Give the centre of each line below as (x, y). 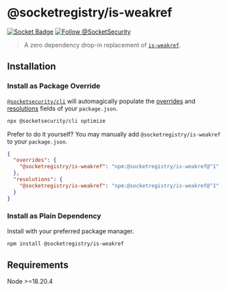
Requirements (38, 265)
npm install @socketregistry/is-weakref (66, 244)
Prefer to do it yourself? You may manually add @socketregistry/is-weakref (114, 134)
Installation (32, 67)
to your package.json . (37, 141)
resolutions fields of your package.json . (62, 108)
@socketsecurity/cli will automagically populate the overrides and (101, 101)
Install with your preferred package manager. (71, 231)
